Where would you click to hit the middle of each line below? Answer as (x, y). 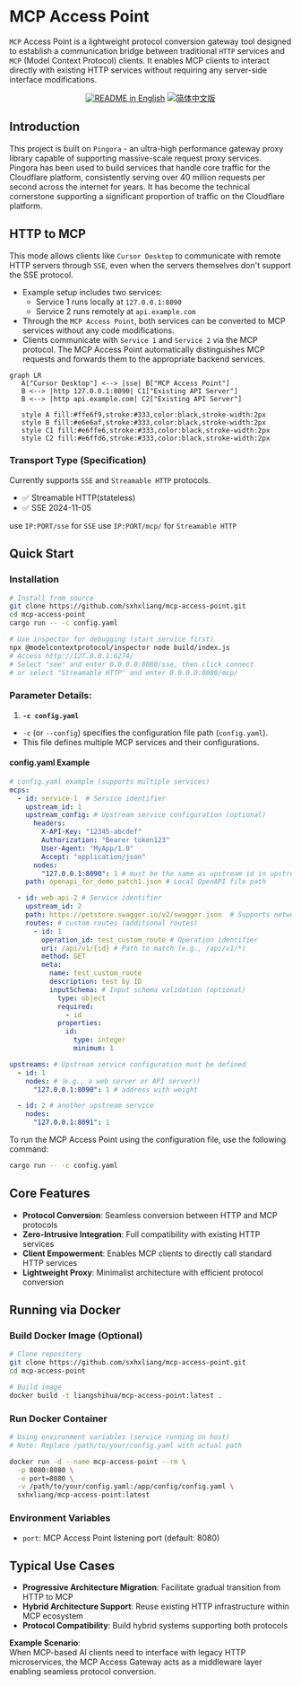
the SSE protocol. (41, 275)
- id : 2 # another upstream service (86, 1106)
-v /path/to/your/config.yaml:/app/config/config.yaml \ (126, 1487)
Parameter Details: (51, 696)
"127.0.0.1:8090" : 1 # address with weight (116, 1089)
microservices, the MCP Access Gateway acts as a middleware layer (136, 1662)
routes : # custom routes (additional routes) (112, 923)
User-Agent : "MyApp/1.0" (88, 848)
